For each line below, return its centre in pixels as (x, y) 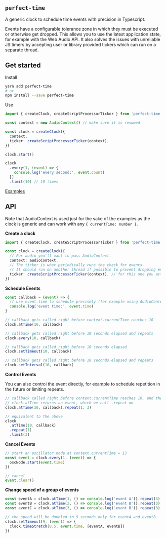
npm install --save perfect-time (40, 96)
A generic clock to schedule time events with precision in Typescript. (75, 19)
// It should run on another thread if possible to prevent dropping (83, 269)
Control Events (21, 375)
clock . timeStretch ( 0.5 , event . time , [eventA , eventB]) (67, 526)
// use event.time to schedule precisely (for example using (74, 302)
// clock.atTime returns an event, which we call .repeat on (69, 403)
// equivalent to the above (34, 416)
